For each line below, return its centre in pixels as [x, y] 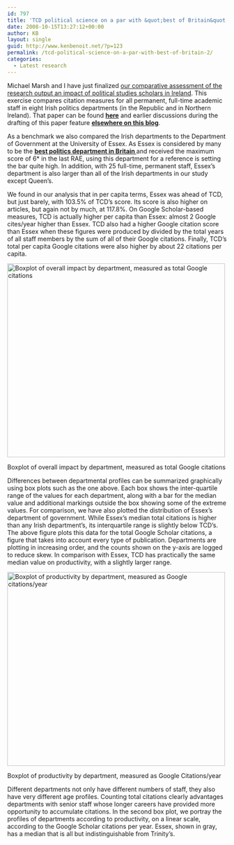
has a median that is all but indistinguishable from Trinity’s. [91, 833]
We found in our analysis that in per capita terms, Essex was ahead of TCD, [115, 194]
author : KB [23, 33]
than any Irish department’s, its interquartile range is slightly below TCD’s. [112, 525]
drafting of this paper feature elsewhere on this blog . [84, 122]
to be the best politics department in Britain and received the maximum [111, 151]
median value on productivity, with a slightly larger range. [89, 562]
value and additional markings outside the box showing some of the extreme [117, 503]
